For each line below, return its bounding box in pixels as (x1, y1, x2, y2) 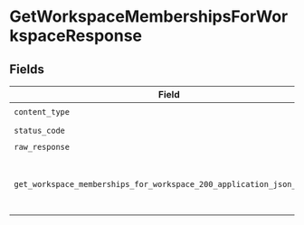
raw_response (14, 142, 71, 152)
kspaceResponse (9, 25, 143, 46)
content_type (14, 107, 71, 117)
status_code (14, 125, 66, 136)
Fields (9, 61, 45, 77)
